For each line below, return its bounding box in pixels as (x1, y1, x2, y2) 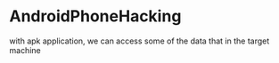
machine (9, 44, 42, 55)
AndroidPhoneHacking (9, 6, 182, 27)
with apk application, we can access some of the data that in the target (9, 35, 270, 46)
